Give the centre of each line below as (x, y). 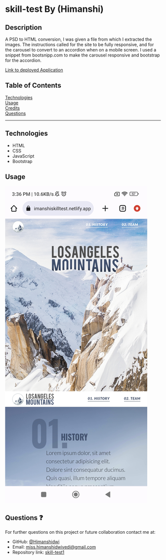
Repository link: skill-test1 (38, 552)
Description (23, 28)
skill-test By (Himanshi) (54, 9)
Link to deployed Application (34, 70)
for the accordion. (23, 60)
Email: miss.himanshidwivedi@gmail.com (54, 547)
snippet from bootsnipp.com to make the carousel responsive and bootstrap (83, 55)
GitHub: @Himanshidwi (36, 542)
